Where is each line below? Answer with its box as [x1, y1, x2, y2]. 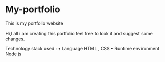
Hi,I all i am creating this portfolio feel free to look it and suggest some [5, 30, 153, 36]
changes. [5, 36, 25, 42]
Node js [5, 51, 22, 57]
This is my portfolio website [5, 20, 63, 26]
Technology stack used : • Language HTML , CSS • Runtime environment [5, 45, 160, 51]
